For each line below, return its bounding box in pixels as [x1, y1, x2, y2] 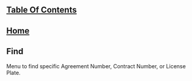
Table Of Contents [6, 5, 77, 15]
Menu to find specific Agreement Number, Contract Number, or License [6, 62, 186, 69]
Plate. [6, 69, 21, 76]
